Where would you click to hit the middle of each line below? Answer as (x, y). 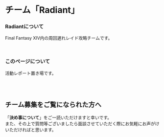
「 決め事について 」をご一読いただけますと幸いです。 (58, 117)
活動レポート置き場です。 (31, 73)
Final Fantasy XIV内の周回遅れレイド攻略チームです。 (59, 38)
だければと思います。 (35, 130)
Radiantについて (24, 26)
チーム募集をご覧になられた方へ (53, 105)
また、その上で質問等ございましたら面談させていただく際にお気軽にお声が (80, 123)
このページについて (28, 62)
